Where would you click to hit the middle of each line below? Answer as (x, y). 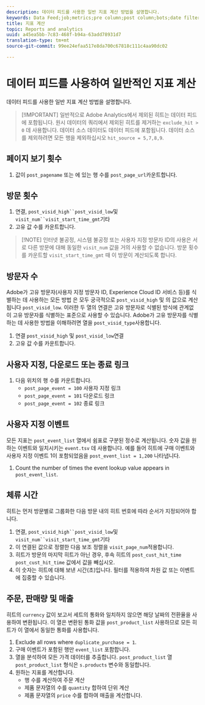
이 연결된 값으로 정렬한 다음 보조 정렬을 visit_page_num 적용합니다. (94, 547)
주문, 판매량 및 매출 (40, 599)
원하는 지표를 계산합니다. (45, 672)
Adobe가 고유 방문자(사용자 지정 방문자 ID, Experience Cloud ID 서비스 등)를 (98, 292)
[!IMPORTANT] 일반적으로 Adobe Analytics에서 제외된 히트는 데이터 (103, 114)
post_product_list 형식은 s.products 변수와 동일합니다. (83, 665)
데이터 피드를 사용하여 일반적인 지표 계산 (101, 84)
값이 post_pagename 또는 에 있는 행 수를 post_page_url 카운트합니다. (96, 174)
